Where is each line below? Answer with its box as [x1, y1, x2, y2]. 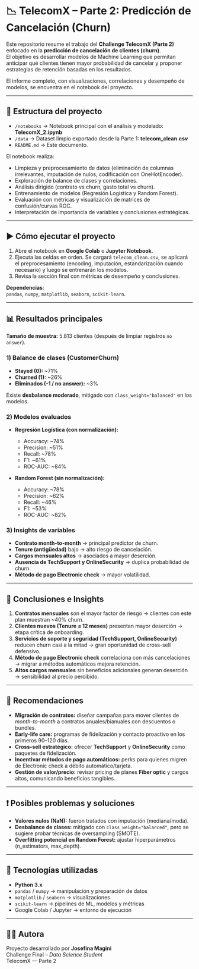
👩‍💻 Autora [6, 929, 44, 939]
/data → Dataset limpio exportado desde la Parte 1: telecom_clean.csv [14, 134, 188, 142]
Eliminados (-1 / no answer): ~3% [14, 380, 99, 387]
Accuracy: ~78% [23, 485, 65, 493]
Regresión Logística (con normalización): [14, 426, 118, 433]
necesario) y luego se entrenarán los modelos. [14, 266, 129, 273]
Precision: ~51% [23, 444, 63, 451]
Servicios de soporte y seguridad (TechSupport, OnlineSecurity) [14, 635, 178, 642]
